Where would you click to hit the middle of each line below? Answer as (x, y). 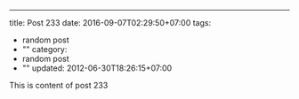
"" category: (44, 49)
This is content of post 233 (59, 85)
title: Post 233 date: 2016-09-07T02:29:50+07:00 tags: (110, 23)
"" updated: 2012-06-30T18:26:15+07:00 (97, 68)
